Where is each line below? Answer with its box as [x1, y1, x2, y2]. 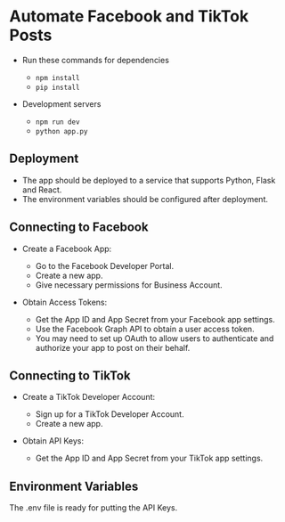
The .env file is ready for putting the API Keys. [9, 502, 178, 513]
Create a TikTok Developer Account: [21, 392, 156, 403]
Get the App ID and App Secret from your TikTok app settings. [35, 453, 264, 464]
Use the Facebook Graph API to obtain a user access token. [35, 323, 256, 334]
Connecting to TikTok [9, 368, 131, 383]
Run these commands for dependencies [21, 54, 169, 65]
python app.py [35, 126, 88, 135]
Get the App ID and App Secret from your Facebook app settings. [35, 314, 276, 324]
